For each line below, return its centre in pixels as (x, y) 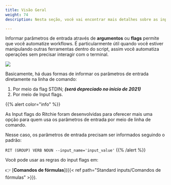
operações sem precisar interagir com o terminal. (57, 54)
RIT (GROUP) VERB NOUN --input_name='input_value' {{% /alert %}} (76, 150)
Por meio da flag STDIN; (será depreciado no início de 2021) (77, 89)
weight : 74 (17, 15)
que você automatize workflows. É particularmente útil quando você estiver (84, 44)
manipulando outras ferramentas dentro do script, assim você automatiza (82, 49)
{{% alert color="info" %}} (33, 104)
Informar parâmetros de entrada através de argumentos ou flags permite (82, 38)
